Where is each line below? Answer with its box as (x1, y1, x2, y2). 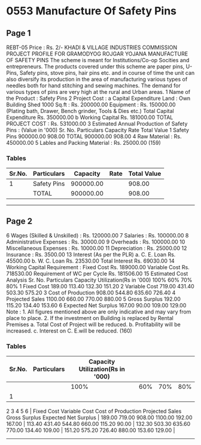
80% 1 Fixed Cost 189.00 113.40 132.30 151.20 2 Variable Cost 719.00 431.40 (6, 283, 194, 290)
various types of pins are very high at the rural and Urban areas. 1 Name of (6, 89, 190, 95)
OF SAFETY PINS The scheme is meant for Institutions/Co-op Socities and (6, 57, 190, 63)
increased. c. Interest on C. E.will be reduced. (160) (6, 327, 133, 334)
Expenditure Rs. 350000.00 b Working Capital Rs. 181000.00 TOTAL (6, 114, 173, 121)
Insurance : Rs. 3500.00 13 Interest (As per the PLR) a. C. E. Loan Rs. (6, 251, 176, 258)
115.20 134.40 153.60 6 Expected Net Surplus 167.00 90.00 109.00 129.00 (6, 302, 187, 309)
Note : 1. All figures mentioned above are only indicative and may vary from (6, 308, 191, 315)
